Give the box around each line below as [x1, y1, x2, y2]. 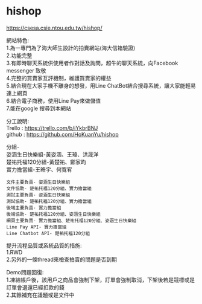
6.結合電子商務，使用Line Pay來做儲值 [6, 97, 101, 104]
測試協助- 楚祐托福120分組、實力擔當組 [6, 198, 92, 204]
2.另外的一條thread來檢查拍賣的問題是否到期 [6, 256, 118, 263]
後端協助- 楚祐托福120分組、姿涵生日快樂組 [6, 211, 101, 217]
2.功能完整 [6, 51, 33, 59]
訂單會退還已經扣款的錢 [6, 283, 65, 291]
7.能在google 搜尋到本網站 [6, 105, 71, 112]
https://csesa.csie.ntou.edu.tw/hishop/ [6, 24, 103, 31]
